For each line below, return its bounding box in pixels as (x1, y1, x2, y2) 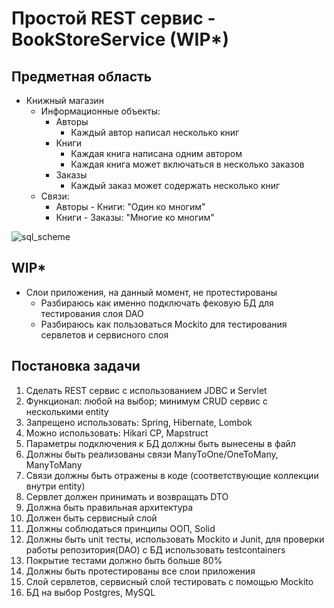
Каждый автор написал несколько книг (70, 127, 240, 138)
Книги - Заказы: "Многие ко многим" (55, 212, 215, 223)
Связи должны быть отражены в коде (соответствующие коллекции (25, 469, 319, 481)
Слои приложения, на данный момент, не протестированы (25, 286, 278, 298)
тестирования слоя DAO (40, 307, 144, 319)
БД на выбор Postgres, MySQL (25, 586, 156, 598)
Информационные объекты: (40, 105, 161, 117)
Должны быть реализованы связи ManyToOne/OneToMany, (25, 448, 279, 460)
